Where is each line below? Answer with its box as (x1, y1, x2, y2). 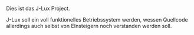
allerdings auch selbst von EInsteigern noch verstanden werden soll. (6, 23, 172, 29)
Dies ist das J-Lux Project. (6, 5, 70, 12)
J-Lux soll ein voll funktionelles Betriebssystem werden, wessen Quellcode (6, 16, 188, 23)
